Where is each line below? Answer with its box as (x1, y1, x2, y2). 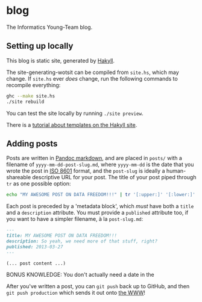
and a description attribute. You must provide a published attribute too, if (6, 209, 189, 217)
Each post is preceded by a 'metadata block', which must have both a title (6, 203, 194, 210)
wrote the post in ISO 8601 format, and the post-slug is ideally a (6, 167, 165, 174)
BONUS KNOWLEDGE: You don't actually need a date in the (6, 271, 155, 279)
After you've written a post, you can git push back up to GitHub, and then (6, 283, 190, 290)
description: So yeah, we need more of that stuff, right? (6, 238, 158, 244)
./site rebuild (6, 99, 45, 105)
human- (166, 167, 186, 174)
